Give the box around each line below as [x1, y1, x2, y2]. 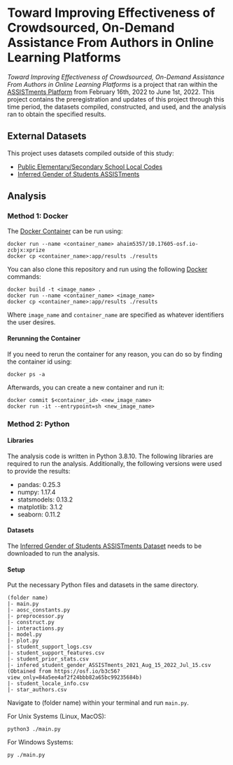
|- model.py [7, 631, 42, 638]
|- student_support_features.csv [7, 649, 105, 656]
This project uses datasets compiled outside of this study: [7, 149, 174, 157]
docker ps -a [7, 371, 45, 378]
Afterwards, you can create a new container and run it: [7, 383, 164, 392]
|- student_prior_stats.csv [7, 656, 90, 663]
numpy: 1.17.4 [17, 488, 56, 496]
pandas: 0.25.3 [17, 480, 61, 488]
